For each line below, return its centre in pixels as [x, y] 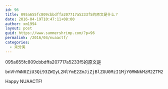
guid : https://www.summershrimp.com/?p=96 [50, 33]
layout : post [19, 28]
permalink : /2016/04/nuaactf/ [37, 38]
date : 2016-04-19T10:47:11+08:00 [40, 19]
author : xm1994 [21, 24]
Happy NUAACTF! [24, 81]
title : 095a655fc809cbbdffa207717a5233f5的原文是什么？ [62, 14]
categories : [17, 42]
